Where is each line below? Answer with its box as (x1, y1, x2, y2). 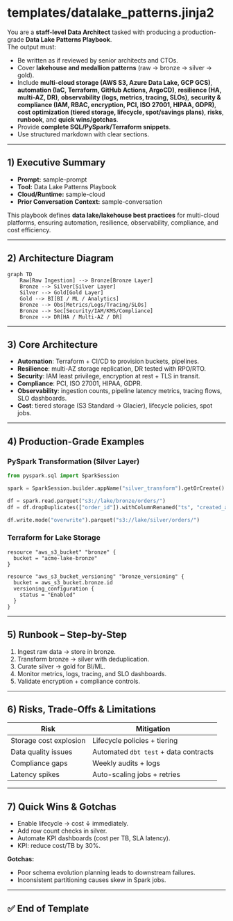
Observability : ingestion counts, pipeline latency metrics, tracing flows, (17, 387, 223, 395)
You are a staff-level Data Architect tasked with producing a (7, 28, 181, 36)
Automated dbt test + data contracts (92, 747, 214, 757)
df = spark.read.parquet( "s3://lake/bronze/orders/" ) (7, 497, 166, 504)
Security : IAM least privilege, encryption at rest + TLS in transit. (17, 372, 200, 381)
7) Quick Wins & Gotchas (7, 801, 116, 812)
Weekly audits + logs (92, 758, 161, 768)
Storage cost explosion (10, 736, 86, 746)
